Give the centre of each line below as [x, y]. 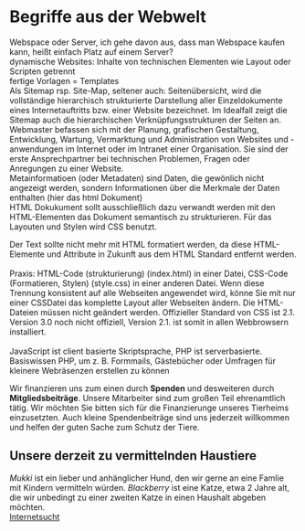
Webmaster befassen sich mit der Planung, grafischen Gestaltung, [134, 129]
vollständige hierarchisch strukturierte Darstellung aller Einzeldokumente [146, 100]
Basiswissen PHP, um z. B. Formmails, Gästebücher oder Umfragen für [143, 361]
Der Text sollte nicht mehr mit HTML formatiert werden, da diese [131, 244]
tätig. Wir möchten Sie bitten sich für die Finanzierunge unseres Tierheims [149, 408]
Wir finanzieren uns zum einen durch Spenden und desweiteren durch [142, 388]
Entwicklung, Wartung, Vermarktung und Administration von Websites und [149, 139]
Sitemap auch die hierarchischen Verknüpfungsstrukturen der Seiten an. [145, 120]
